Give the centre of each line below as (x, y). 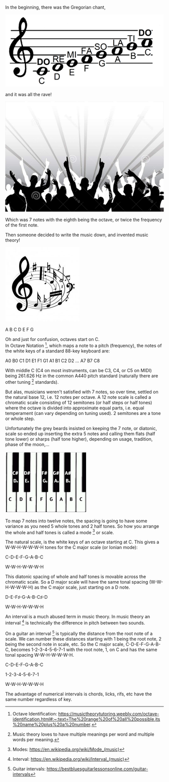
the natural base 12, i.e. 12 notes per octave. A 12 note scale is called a (78, 397)
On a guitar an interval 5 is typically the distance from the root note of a (79, 633)
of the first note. (22, 225)
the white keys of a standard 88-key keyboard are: (58, 351)
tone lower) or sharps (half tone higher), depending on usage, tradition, (79, 439)
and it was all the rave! (28, 94)
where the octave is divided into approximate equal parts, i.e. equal (75, 408)
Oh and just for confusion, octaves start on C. (52, 339)
